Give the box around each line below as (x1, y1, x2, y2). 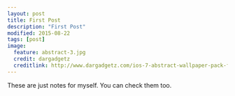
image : (7, 42, 27, 49)
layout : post (7, 10, 45, 17)
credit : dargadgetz (13, 56, 71, 63)
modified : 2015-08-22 (7, 29, 71, 37)
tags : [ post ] (7, 36, 45, 43)
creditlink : (13, 62, 49, 69)
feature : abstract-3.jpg (13, 49, 86, 56)
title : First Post (7, 17, 61, 24)
